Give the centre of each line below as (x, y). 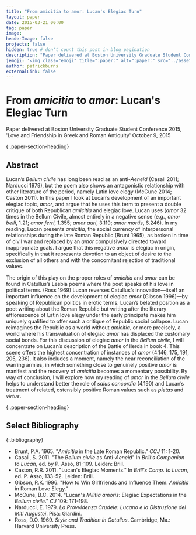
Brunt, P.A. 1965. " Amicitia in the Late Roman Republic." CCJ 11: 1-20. (97, 451)
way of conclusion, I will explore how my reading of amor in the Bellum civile (98, 377)
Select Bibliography (42, 426)
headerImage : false (30, 39)
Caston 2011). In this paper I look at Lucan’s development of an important (94, 198)
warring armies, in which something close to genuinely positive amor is (92, 365)
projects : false (26, 45)
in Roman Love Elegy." (41, 488)
